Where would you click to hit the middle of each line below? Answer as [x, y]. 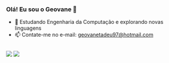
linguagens [28, 28]
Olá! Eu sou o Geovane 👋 [42, 9]
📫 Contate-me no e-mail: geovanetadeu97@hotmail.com [84, 35]
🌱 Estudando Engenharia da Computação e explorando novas [89, 22]
